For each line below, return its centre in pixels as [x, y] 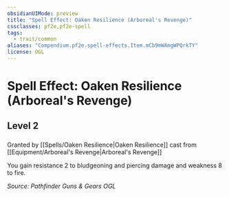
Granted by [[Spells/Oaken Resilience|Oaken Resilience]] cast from [102, 145]
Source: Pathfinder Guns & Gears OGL [62, 186]
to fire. [17, 173]
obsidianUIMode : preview [43, 13]
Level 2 [23, 126]
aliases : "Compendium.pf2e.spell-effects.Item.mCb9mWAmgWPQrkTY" [102, 45]
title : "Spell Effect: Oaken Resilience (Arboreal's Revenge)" [100, 20]
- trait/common [35, 39]
